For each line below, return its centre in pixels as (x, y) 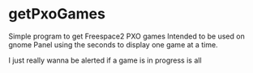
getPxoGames (57, 14)
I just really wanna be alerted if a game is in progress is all (105, 60)
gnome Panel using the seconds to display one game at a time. (113, 44)
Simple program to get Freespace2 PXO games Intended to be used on (126, 36)
